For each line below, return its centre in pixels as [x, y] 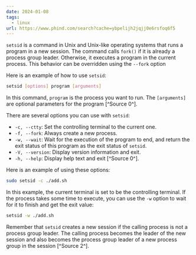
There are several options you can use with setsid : [68, 116]
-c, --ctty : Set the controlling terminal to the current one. [86, 127]
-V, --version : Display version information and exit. [78, 152]
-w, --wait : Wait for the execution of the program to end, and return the [102, 139]
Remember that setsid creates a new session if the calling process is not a [97, 227]
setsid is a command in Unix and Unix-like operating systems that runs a [95, 45]
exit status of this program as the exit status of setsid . [81, 146]
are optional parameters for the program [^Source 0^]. [72, 104]
